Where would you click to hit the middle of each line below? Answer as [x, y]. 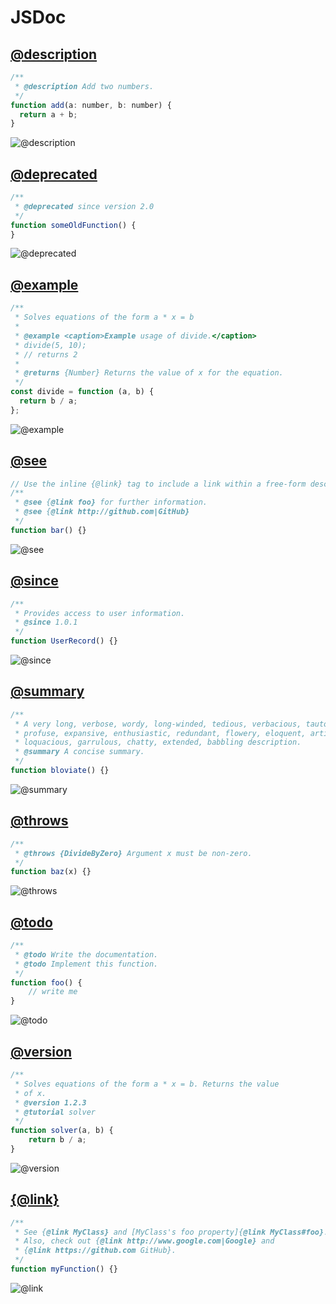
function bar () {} [48, 530]
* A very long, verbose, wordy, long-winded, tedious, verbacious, [158, 724]
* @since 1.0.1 [46, 622]
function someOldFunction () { [73, 225]
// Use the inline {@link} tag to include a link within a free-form [158, 484]
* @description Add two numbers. [84, 86]
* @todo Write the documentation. [86, 954]
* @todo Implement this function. [86, 964]
